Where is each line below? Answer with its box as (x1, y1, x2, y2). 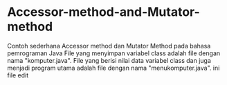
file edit (7, 70, 29, 79)
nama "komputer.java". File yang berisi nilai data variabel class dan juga (7, 56, 211, 64)
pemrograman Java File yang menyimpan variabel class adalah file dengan (7, 49, 221, 57)
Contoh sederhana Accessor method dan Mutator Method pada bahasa (7, 41, 211, 50)
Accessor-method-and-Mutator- (7, 4, 201, 20)
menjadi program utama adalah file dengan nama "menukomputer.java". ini (7, 64, 220, 72)
